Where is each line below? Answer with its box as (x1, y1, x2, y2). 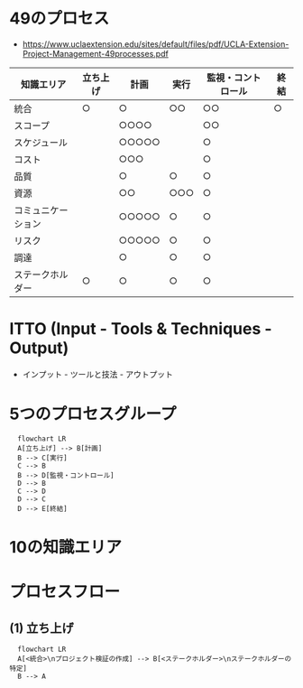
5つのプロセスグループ (9, 404, 177, 424)
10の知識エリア (9, 537, 122, 557)
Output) (9, 338, 69, 358)
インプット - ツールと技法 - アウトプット (22, 368, 174, 379)
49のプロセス (9, 8, 110, 29)
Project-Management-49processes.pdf (22, 48, 169, 59)
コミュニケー (14, 204, 69, 217)
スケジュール (14, 136, 68, 149)
